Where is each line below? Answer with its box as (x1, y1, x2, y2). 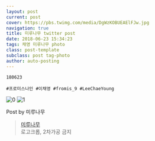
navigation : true (6, 25, 49, 31)
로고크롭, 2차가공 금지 (20, 128, 72, 135)
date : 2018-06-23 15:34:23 (6, 36, 73, 42)
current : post (6, 14, 41, 20)
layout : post (6, 8, 38, 15)
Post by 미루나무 (6, 108, 46, 115)
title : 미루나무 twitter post (6, 31, 76, 37)
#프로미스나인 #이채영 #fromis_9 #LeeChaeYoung (6, 86, 114, 91)
